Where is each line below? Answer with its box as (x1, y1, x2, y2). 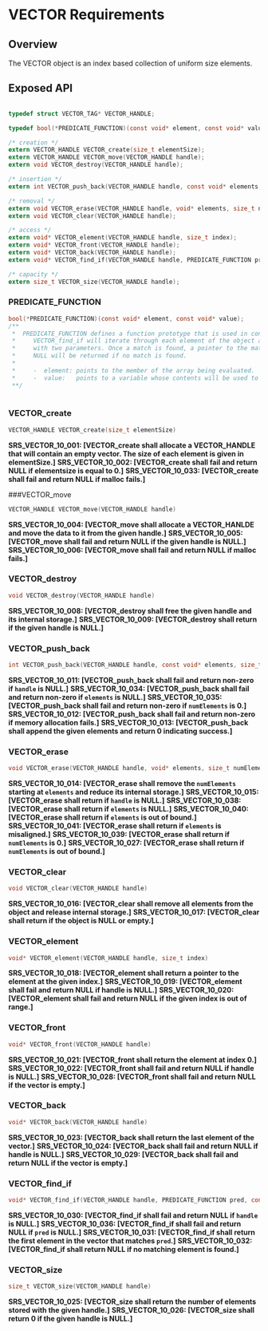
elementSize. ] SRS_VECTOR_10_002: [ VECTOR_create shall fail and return (8, 457, 258, 467)
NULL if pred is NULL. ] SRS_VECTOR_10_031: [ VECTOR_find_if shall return (8, 1227, 255, 1237)
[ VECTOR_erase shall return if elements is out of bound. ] (8, 812, 197, 823)
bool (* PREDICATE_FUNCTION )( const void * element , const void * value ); (8, 314, 245, 322)
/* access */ (8, 226, 52, 235)
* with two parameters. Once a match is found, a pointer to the (11, 345, 248, 353)
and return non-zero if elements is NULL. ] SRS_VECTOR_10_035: (8, 692, 223, 701)
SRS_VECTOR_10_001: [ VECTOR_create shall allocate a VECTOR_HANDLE (8, 440, 256, 450)
